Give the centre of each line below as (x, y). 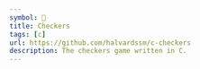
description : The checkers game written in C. (98, 51)
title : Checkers (40, 26)
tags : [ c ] (28, 34)
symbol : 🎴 (28, 17)
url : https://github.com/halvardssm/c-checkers (100, 43)
